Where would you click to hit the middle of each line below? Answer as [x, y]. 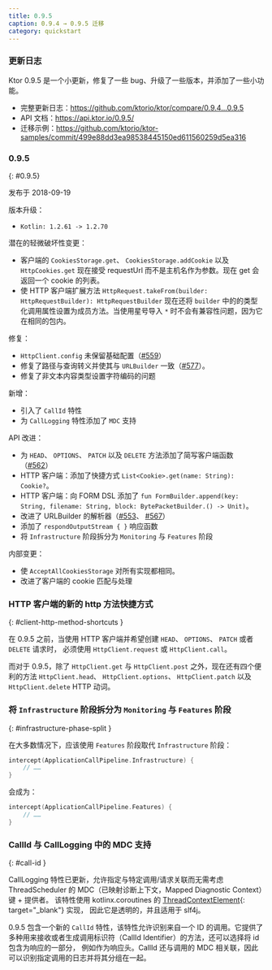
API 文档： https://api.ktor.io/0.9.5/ [77, 118]
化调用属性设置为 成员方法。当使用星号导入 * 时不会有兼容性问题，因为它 [141, 310]
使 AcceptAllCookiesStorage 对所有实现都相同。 [100, 570]
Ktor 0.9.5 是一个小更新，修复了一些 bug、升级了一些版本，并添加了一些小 [133, 80]
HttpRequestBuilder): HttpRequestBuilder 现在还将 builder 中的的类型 [139, 301]
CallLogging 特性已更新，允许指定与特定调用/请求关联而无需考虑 [116, 880]
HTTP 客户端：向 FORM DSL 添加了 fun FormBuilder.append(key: [130, 496]
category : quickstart [45, 31]
